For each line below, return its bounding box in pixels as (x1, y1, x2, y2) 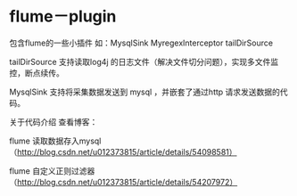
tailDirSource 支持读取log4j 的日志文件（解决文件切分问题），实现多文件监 (9, 56, 279, 67)
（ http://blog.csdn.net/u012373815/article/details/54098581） (9, 146, 238, 157)
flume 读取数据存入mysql (9, 135, 102, 146)
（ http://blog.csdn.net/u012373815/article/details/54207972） (9, 176, 238, 187)
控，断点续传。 (9, 67, 64, 78)
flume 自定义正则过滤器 (9, 165, 95, 176)
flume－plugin (9, 6, 117, 27)
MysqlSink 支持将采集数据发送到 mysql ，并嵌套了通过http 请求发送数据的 (9, 86, 281, 97)
